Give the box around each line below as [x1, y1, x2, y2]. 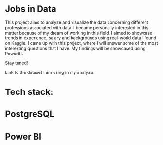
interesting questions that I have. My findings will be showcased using [5, 45, 146, 51]
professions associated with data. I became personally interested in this [5, 24, 149, 30]
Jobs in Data [5, 3, 57, 15]
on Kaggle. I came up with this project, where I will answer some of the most [5, 40, 158, 46]
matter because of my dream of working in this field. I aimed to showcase [5, 30, 152, 36]
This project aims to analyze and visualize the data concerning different [5, 19, 148, 25]
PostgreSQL [5, 109, 54, 120]
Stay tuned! [5, 60, 28, 66]
